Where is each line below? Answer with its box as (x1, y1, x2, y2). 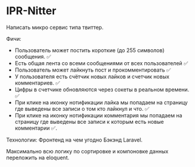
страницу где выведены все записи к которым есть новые (14, 118, 164, 125)
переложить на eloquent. (6, 154, 70, 161)
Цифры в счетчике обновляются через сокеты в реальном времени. (14, 86, 190, 93)
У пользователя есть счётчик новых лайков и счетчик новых (14, 73, 169, 80)
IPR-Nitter (6, 4, 56, 18)
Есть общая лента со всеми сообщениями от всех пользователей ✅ (14, 59, 188, 66)
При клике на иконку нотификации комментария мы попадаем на (14, 111, 183, 119)
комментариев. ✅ (14, 79, 61, 86)
